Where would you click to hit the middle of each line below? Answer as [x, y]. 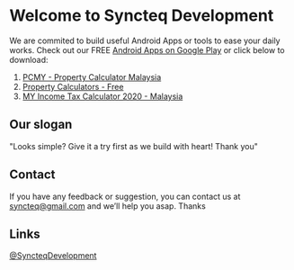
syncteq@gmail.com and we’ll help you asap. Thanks [108, 206]
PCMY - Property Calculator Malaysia [92, 76]
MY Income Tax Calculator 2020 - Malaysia [102, 96]
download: [29, 59]
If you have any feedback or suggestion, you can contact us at [125, 196]
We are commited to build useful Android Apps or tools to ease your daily [145, 40]
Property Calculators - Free [73, 86]
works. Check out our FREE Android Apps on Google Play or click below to [147, 49]
